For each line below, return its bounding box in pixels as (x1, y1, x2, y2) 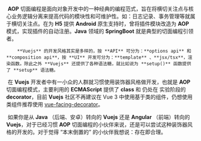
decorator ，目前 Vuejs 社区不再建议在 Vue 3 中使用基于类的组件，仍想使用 (6, 93, 193, 100)
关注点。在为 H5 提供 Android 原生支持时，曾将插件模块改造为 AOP (22, 20, 190, 27)
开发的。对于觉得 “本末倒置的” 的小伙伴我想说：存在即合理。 (16, 128, 167, 136)
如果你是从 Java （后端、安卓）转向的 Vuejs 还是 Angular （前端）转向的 (7, 114, 190, 121)
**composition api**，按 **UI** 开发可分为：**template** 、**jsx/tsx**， (6, 54, 188, 60)
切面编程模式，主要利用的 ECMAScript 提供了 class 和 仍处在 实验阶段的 (6, 86, 186, 93)
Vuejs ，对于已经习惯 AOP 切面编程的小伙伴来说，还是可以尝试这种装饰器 (6, 121, 188, 128)
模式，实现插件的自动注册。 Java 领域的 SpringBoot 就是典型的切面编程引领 (6, 27, 194, 35)
